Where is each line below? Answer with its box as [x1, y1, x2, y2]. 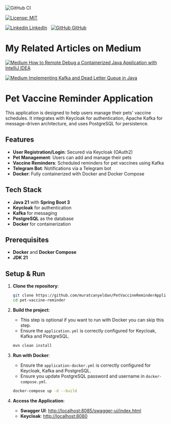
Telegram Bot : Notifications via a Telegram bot [12, 165, 111, 171]
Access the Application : [12, 397, 65, 404]
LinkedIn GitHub [29, 25, 87, 31]
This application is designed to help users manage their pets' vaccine [5, 109, 152, 116]
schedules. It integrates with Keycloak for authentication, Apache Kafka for [5, 115, 163, 121]
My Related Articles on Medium [5, 42, 141, 54]
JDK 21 [12, 255, 28, 261]
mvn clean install [12, 343, 52, 348]
